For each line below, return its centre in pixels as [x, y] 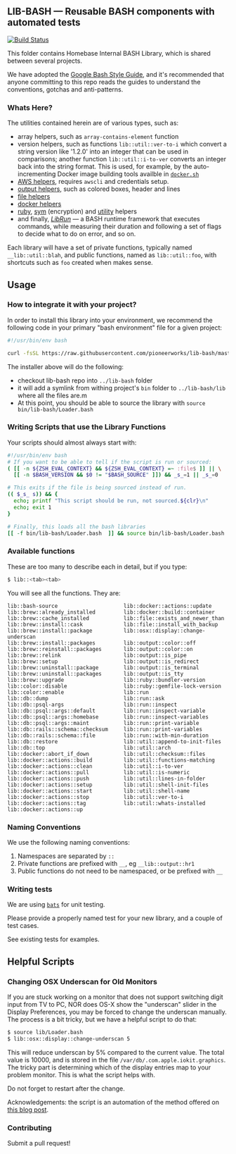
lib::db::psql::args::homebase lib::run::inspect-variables [108, 717]
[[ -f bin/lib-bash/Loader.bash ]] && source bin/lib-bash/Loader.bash [116, 533]
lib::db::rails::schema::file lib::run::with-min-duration [108, 736]
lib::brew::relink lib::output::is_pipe [97, 655]
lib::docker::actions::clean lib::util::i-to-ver [96, 766]
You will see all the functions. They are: [64, 593]
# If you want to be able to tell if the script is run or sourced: [110, 462]
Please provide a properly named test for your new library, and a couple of [115, 918]
